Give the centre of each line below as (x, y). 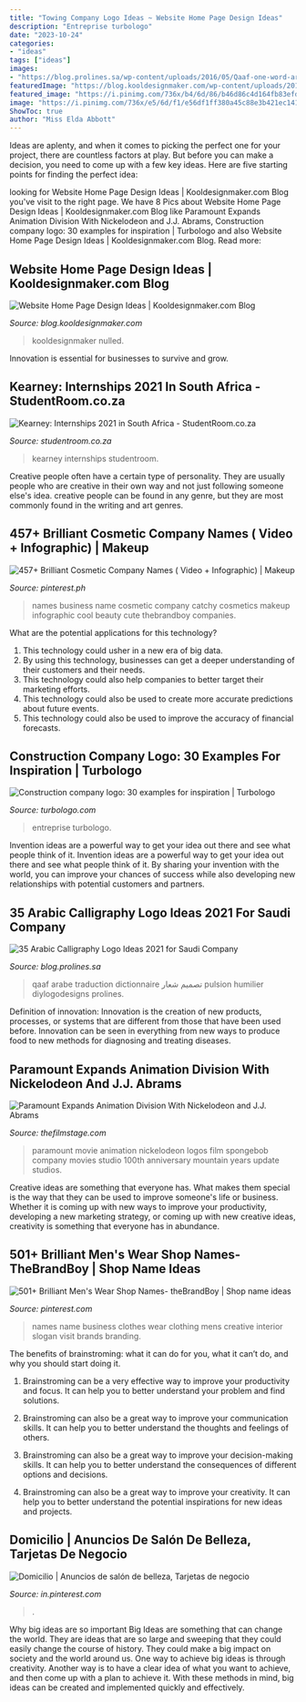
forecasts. (41, 728)
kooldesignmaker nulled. (78, 340)
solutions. (41, 1400)
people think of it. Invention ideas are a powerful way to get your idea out (147, 855)
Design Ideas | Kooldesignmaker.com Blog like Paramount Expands (135, 211)
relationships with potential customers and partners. (107, 884)
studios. (46, 1170)
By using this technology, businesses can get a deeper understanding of (158, 660)
